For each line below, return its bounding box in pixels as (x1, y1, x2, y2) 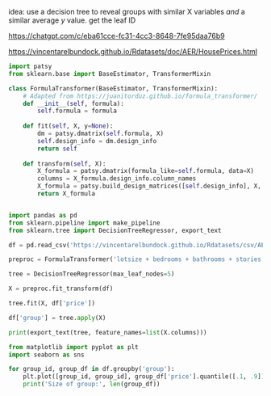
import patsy (8, 62, 52, 70)
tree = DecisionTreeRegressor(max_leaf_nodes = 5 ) (8, 270, 175, 278)
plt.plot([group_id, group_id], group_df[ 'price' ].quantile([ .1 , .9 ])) (23, 373, 269, 381)
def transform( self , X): (23, 159, 106, 168)
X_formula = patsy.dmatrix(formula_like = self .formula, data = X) (37, 167, 254, 175)
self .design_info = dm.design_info (37, 137, 157, 145)
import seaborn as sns (8, 351, 85, 359)
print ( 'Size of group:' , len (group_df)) (23, 380, 161, 389)
